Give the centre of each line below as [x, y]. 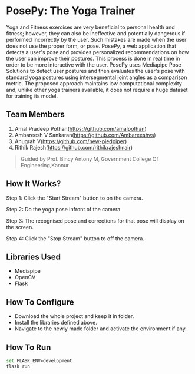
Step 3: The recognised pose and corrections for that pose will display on [95, 221]
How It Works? [34, 184]
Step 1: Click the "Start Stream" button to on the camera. [75, 198]
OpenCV [25, 277]
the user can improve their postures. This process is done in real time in [93, 58]
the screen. [20, 227]
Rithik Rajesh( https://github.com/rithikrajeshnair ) [74, 147]
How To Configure [40, 302]
